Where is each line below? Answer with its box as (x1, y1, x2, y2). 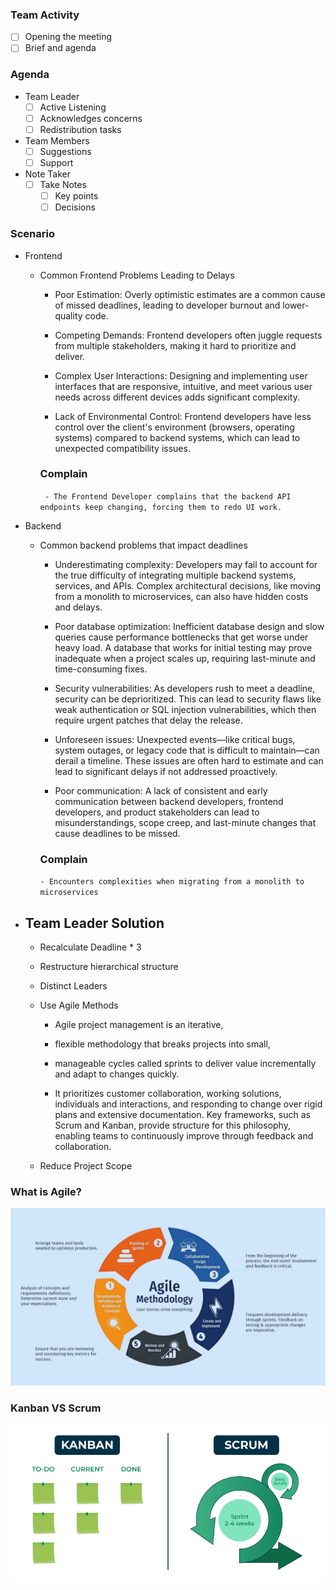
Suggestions (39, 145, 92, 157)
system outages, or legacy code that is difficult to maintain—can (54, 744, 320, 756)
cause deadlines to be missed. (54, 827, 181, 839)
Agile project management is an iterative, (54, 1018, 224, 1030)
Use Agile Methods (39, 999, 119, 1011)
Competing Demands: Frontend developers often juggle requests (54, 329, 323, 341)
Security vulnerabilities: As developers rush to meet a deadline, (54, 682, 316, 694)
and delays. (54, 601, 103, 613)
